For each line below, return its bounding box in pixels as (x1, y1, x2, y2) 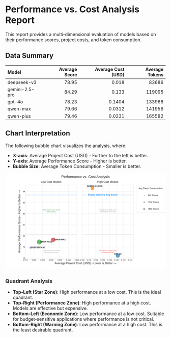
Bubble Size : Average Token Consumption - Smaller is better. (12, 163, 141, 169)
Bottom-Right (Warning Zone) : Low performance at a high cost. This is (12, 322, 163, 328)
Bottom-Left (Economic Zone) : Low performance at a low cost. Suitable (12, 311, 164, 317)
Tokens (147, 72, 164, 78)
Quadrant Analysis (5, 277, 52, 285)
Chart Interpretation (5, 129, 70, 138)
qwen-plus (7, 113, 31, 119)
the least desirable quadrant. (12, 327, 73, 333)
